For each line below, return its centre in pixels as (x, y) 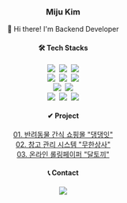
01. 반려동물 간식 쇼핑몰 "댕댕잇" (63, 134)
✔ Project (63, 116)
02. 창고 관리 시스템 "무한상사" (63, 144)
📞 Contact (63, 173)
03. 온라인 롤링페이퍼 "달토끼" (63, 154)
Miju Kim (63, 12)
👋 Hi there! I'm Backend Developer (63, 29)
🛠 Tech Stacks (63, 48)
